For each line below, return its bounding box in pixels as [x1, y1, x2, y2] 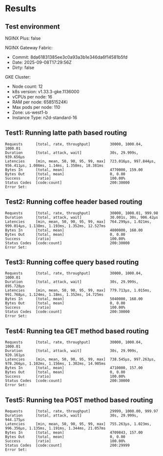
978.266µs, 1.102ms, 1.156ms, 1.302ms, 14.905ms [5, 361, 106, 366]
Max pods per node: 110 [12, 104, 61, 110]
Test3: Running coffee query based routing [5, 258, 139, 267]
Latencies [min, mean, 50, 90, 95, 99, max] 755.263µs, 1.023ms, [5, 422, 152, 427]
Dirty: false [12, 64, 35, 70]
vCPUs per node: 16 [12, 94, 53, 100]
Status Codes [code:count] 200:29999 [5, 443, 130, 448]
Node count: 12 [12, 83, 43, 89]
